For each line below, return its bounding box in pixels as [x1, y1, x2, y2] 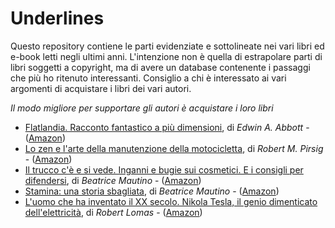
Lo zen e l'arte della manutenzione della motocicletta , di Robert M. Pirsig [24, 142, 324, 154]
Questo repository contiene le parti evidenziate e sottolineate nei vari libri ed [10, 40, 325, 52]
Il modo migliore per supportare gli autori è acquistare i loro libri [10, 102, 274, 114]
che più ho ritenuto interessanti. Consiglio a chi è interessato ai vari [10, 72, 287, 84]
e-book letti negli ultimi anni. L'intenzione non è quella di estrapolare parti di [10, 50, 323, 62]
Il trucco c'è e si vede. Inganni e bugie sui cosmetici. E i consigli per [24, 163, 304, 176]
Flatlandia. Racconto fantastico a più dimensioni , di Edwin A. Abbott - [24, 121, 310, 133]
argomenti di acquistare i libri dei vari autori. [10, 82, 192, 94]
